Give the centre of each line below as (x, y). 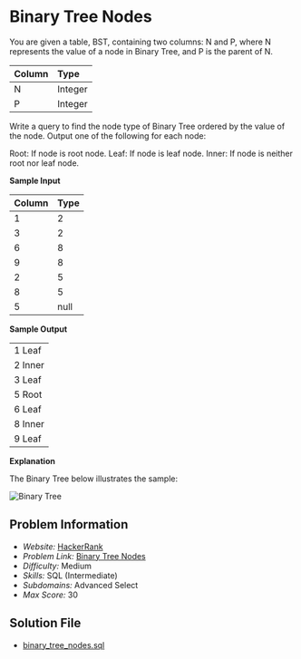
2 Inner (29, 364)
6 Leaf (28, 409)
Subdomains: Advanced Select (80, 585)
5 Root (28, 394)
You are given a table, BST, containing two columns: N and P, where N (141, 42)
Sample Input (35, 180)
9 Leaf (28, 439)
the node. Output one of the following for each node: (108, 136)
